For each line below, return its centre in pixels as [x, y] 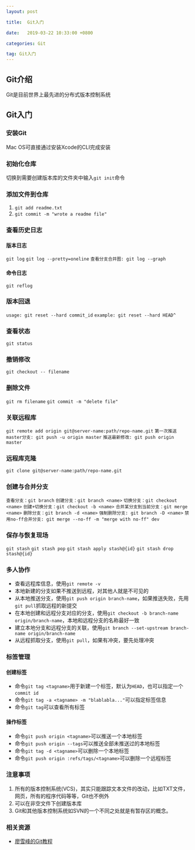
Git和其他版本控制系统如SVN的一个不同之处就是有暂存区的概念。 [93, 811]
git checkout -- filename [38, 372]
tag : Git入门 [21, 54]
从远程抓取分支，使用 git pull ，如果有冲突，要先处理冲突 [84, 640]
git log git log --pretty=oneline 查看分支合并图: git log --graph [86, 259]
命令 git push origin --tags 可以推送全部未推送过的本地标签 [87, 743]
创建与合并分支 [27, 487]
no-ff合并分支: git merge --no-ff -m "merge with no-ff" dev [85, 519]
